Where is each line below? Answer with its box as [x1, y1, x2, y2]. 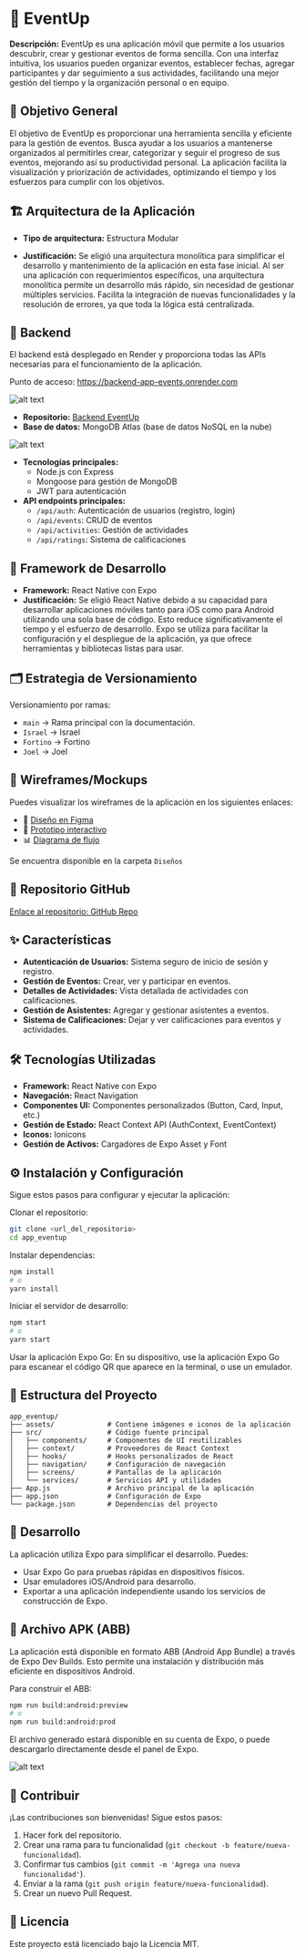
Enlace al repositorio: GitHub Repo [9, 906, 138, 917]
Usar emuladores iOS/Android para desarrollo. [22, 1576, 197, 1587]
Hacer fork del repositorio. [22, 1829, 122, 1840]
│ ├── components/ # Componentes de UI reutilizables [9, 1436, 243, 1445]
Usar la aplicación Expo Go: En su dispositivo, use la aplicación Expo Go [9, 1352, 280, 1363]
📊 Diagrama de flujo [22, 834, 100, 845]
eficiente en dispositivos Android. [9, 1665, 135, 1676]
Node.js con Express [36, 467, 115, 478]
